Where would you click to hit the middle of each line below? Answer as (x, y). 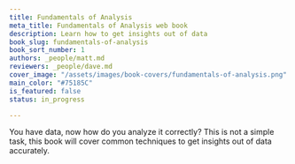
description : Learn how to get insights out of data (109, 34)
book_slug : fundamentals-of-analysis (79, 42)
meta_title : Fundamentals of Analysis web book (99, 26)
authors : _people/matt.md (57, 58)
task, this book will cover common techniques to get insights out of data (140, 141)
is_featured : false (45, 91)
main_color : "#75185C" (51, 83)
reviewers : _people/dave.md (61, 67)
